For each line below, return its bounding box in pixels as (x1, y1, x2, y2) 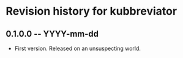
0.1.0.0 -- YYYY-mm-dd (6, 29, 99, 39)
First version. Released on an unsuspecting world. (14, 45, 141, 52)
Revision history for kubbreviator (6, 4, 177, 18)
